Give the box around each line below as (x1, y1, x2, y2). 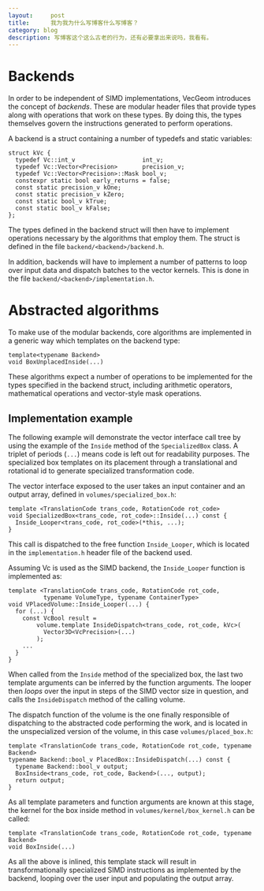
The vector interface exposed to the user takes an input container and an (8, 481, 246, 490)
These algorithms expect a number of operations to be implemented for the (8, 372, 253, 382)
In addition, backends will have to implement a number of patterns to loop (8, 257, 247, 267)
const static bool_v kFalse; (15, 204, 111, 213)
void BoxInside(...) (8, 843, 76, 851)
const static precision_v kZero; (15, 191, 125, 199)
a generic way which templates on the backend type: (8, 336, 180, 345)
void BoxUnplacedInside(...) (8, 358, 104, 367)
